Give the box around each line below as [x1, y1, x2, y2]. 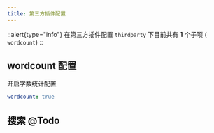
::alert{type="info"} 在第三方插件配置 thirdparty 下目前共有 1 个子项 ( [7, 30, 208, 38]
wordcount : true [7, 93, 55, 101]
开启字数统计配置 [7, 79, 57, 88]
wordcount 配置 [7, 60, 77, 72]
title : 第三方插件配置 [7, 10, 66, 17]
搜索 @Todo [7, 114, 60, 126]
